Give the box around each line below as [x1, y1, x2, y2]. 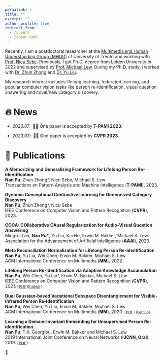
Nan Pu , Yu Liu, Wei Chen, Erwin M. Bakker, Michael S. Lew [5, 252, 126, 258]
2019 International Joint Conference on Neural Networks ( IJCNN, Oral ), [5, 334, 150, 340]
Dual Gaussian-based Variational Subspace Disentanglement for [5, 293, 140, 299]
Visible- [141, 293, 158, 299]
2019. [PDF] [5, 339, 28, 345]
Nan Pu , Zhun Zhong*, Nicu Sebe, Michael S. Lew [5, 177, 106, 182]
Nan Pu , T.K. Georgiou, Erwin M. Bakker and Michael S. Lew [5, 329, 127, 335]
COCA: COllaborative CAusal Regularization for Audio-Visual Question [5, 222, 153, 228]
